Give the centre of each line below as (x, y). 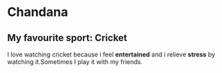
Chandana (38, 12)
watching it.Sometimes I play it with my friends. (75, 62)
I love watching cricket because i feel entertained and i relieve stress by (111, 54)
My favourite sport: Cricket (67, 38)
